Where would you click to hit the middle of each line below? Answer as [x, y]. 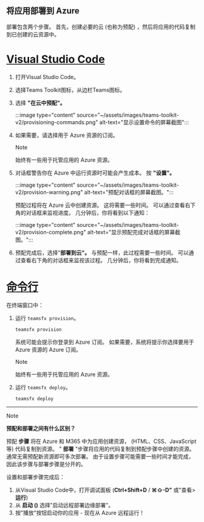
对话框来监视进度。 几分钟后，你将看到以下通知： [88, 212]
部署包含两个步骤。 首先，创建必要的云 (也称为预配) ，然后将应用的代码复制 [101, 27]
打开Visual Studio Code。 [47, 77]
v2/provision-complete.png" [50, 232]
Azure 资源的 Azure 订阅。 [48, 349]
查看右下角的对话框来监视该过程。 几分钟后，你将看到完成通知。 [101, 260]
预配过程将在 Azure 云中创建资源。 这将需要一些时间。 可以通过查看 [100, 205]
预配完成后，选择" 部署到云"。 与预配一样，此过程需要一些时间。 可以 [102, 252]
